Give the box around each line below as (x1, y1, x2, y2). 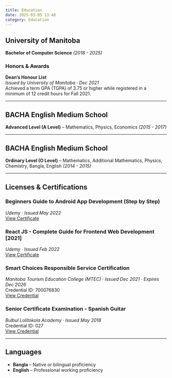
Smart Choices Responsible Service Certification (5, 264, 130, 272)
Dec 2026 (5, 281, 27, 288)
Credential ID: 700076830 (5, 287, 60, 293)
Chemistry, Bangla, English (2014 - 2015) (5, 163, 91, 169)
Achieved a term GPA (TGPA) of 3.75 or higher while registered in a (5, 85, 147, 92)
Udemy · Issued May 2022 (5, 209, 61, 216)
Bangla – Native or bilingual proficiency (12, 361, 96, 368)
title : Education (5, 7, 42, 13)
